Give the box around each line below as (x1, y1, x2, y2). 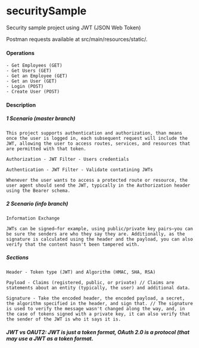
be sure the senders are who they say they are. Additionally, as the (6, 231, 185, 237)
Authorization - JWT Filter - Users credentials (6, 156, 129, 162)
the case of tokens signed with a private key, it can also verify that (6, 311, 191, 317)
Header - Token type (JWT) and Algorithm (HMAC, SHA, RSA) (6, 269, 156, 275)
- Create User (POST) (6, 88, 60, 95)
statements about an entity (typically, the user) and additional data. (6, 285, 191, 291)
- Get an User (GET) (6, 78, 58, 84)
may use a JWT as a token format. (6, 335, 94, 342)
